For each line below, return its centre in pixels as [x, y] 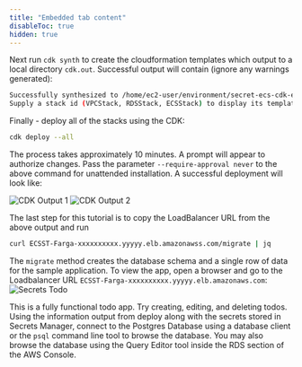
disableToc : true [42, 26]
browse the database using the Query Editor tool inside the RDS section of [147, 345]
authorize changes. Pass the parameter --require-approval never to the [143, 164]
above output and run [49, 227]
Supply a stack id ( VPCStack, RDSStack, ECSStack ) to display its [136, 104]
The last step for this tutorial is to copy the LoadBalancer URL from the [140, 218]
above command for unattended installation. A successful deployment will [146, 173]
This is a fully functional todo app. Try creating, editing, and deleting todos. [148, 307]
